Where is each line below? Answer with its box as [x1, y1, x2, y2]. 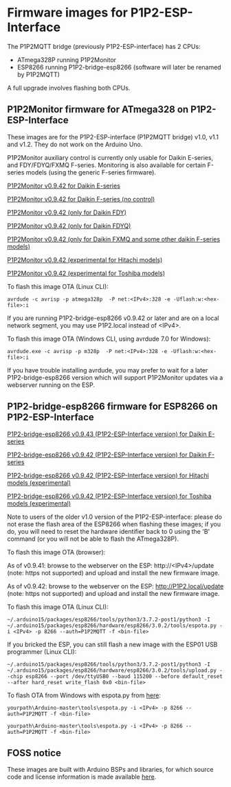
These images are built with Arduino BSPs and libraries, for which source [7, 766, 214, 774]
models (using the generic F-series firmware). [25, 168, 157, 177]
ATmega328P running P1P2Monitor [16, 55, 117, 63]
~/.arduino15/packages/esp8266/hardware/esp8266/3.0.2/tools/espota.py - [7, 622, 223, 629]
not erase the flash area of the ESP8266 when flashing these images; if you [7, 519, 221, 528]
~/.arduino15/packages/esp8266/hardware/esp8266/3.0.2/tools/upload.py [7, 667, 217, 674]
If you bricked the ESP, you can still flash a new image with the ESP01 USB [7, 640, 218, 648]
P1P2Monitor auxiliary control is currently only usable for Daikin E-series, [7, 153, 214, 161]
